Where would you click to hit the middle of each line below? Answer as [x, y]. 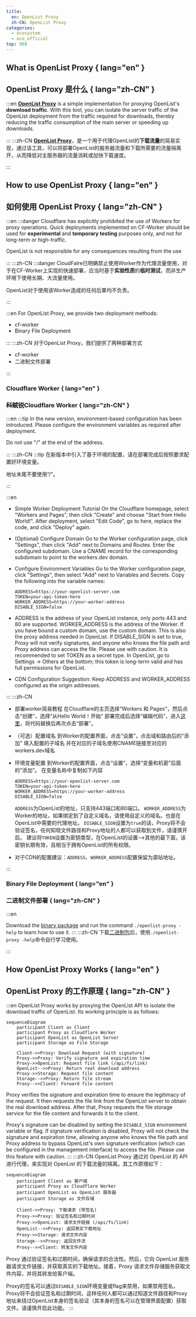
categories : [20, 28]
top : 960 [17, 44]
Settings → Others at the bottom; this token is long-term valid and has [99, 661]
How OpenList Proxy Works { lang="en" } [83, 970]
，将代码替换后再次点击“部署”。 [58, 723]
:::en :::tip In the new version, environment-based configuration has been [94, 419]
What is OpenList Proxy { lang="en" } [75, 68]
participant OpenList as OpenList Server [68, 1038]
